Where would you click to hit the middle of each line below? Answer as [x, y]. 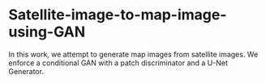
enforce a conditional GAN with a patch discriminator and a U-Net [118, 63]
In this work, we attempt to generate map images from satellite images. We [133, 54]
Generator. [26, 71]
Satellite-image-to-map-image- [118, 15]
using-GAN [47, 32]
